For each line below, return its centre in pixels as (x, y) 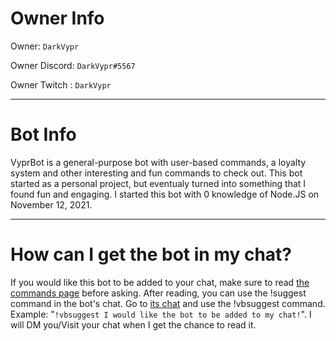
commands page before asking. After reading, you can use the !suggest (158, 293)
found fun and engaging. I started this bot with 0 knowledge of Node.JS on (165, 194)
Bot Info (43, 134)
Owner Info (57, 18)
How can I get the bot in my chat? (151, 254)
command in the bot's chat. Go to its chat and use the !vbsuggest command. (168, 303)
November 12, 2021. (51, 204)
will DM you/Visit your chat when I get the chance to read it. (133, 324)
